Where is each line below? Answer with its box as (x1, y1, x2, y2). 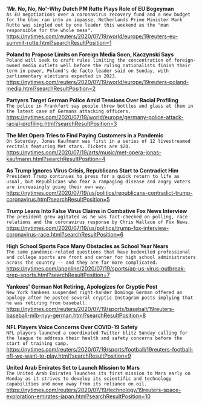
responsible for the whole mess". (6, 27, 94, 33)
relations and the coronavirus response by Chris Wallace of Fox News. (6, 219, 191, 225)
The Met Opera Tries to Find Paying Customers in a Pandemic (6, 132, 164, 139)
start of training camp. (6, 341, 69, 347)
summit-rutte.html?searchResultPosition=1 (6, 39, 112, 46)
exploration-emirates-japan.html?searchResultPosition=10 (6, 393, 151, 400)
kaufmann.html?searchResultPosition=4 (6, 156, 106, 162)
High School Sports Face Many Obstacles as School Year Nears (6, 243, 169, 250)
